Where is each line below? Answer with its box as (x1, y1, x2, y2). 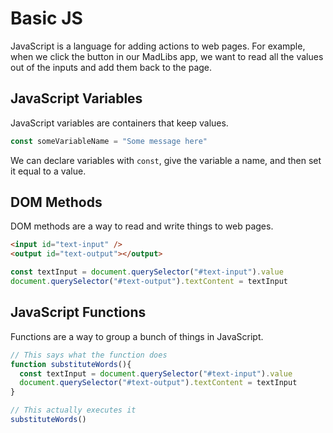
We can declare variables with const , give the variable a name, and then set (10, 154, 322, 166)
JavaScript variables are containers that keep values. (10, 117, 229, 129)
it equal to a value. (10, 165, 87, 177)
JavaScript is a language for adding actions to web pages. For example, (10, 40, 306, 52)
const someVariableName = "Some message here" (10, 136, 208, 146)
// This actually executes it (10, 405, 137, 416)
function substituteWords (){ (10, 359, 132, 369)
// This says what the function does (10, 350, 168, 360)
